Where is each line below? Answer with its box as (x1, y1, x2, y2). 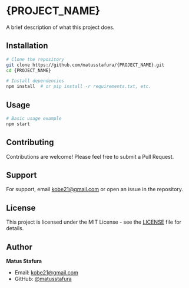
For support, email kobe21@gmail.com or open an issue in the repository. (6, 186, 184, 193)
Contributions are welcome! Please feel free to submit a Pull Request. (6, 153, 174, 160)
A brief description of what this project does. (6, 24, 115, 31)
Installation (6, 41, 48, 51)
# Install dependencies (6, 78, 65, 84)
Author (6, 242, 32, 252)
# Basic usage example (6, 115, 62, 122)
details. (6, 225, 24, 232)
